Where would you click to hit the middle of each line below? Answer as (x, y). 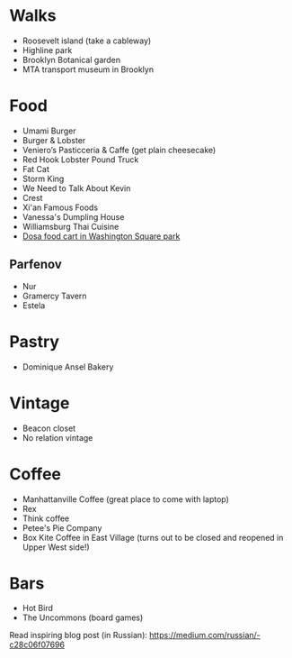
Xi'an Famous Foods (60, 207)
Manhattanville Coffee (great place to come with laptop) (125, 499)
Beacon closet (49, 428)
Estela (34, 305)
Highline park (47, 50)
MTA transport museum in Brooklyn (88, 69)
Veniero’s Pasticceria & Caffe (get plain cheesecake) (119, 150)
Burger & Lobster (54, 140)
